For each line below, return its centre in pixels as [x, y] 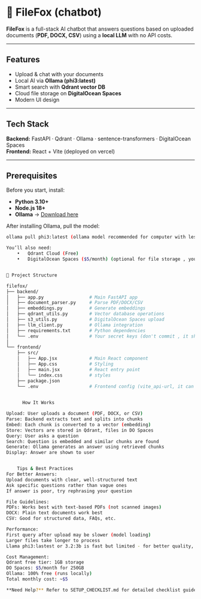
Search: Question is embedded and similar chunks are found [83, 441]
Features [23, 60]
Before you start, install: [36, 190]
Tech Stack [28, 124]
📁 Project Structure [32, 275]
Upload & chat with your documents [59, 74]
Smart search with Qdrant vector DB [60, 87]
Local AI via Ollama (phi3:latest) [55, 80]
